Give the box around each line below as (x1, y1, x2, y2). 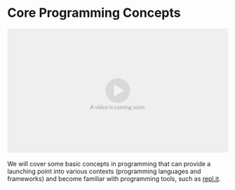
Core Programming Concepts (7, 5, 181, 21)
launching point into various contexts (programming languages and (7, 167, 201, 176)
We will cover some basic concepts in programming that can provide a (7, 160, 211, 168)
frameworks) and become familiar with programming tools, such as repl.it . (7, 175, 221, 183)
